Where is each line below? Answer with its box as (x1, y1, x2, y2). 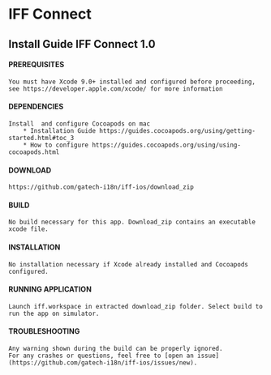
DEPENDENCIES (8, 102, 64, 112)
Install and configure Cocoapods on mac (8, 119, 151, 128)
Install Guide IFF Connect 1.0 (8, 37, 156, 51)
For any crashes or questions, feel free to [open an (8, 352, 195, 360)
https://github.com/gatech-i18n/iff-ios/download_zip (8, 183, 195, 191)
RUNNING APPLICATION (8, 284, 92, 294)
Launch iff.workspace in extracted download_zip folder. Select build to (8, 302, 264, 310)
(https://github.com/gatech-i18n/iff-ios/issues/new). (8, 359, 198, 367)
